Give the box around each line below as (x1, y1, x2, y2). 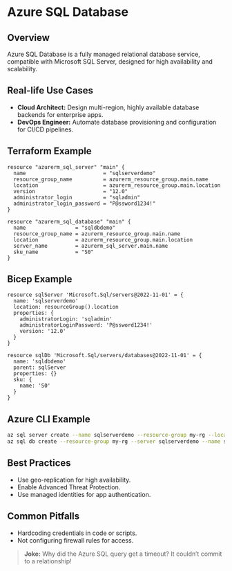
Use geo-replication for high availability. (17, 475, 131, 484)
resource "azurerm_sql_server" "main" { (7, 163, 126, 170)
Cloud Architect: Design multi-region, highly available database (17, 103, 200, 111)
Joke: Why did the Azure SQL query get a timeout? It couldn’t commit (23, 550, 222, 558)
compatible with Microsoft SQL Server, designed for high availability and (7, 57, 213, 66)
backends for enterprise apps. (17, 110, 104, 118)
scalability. (7, 65, 38, 73)
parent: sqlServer (13, 364, 67, 371)
